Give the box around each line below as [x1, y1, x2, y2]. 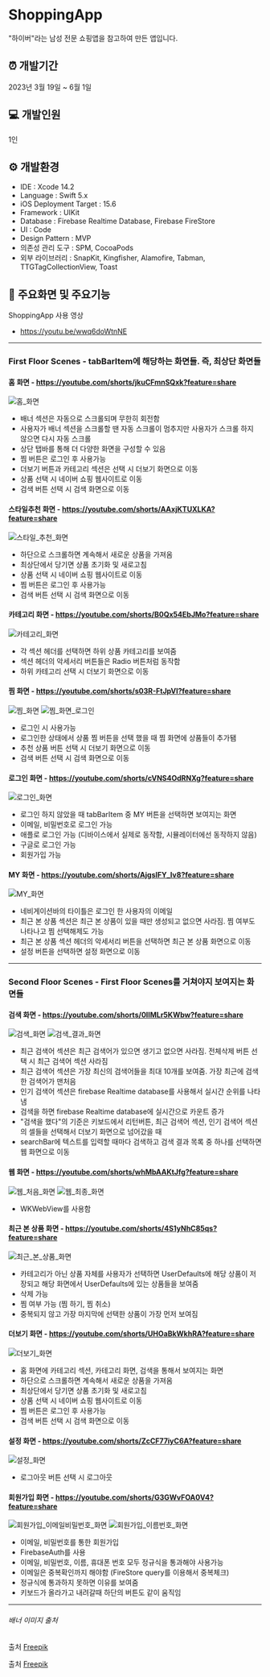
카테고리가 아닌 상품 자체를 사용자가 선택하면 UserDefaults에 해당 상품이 [19, 1268, 248, 1278]
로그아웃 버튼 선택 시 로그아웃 [19, 1472, 112, 1482]
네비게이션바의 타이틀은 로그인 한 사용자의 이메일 [19, 907, 173, 916]
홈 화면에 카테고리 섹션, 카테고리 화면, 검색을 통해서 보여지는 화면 [19, 1366, 223, 1376]
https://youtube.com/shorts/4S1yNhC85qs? [65, 1223, 218, 1234]
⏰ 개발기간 [8, 59, 59, 73]
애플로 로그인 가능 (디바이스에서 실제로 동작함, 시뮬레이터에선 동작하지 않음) [19, 830, 257, 840]
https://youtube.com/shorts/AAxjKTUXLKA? [61, 504, 215, 513]
